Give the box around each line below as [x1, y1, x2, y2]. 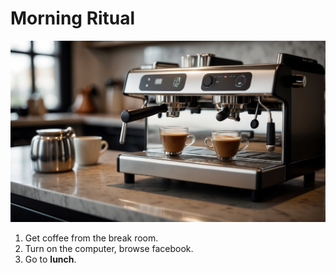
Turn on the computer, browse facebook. [24, 242, 194, 254]
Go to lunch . [24, 253, 77, 265]
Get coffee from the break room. [24, 232, 159, 244]
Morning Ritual [10, 7, 136, 30]
